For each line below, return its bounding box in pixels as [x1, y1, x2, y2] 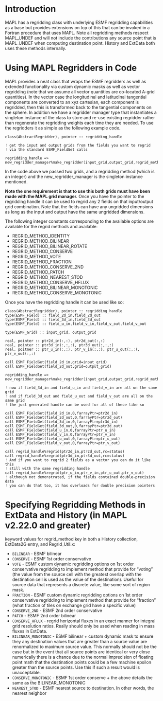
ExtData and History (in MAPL [5, 510, 127, 521]
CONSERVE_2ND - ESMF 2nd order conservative [12, 607, 103, 613]
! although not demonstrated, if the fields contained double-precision [5, 474, 155, 480]
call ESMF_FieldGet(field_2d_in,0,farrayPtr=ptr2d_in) [5, 411, 118, 415]
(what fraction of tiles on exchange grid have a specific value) [12, 602, 136, 608]
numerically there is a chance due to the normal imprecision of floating [12, 654, 154, 660]
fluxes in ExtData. [12, 628, 48, 634]
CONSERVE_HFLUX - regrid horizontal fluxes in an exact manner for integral [12, 618, 156, 624]
